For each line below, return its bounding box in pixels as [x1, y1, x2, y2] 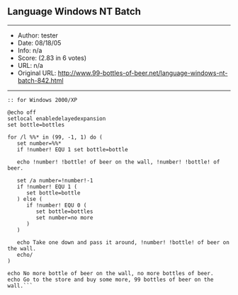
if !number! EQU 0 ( [25, 202, 87, 209]
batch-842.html [17, 76, 64, 84]
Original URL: [17, 69, 57, 77]
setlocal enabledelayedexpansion [7, 115, 106, 122]
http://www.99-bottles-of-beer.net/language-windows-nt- [57, 69, 228, 77]
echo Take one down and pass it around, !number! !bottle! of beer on [16, 238, 230, 246]
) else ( [16, 195, 42, 202]
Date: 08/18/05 [17, 38, 62, 47]
